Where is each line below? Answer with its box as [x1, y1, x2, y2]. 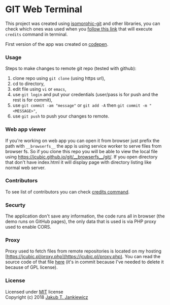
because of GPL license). [5, 264, 58, 270]
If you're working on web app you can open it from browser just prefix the [5, 137, 160, 144]
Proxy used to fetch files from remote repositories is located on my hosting [5, 248, 161, 254]
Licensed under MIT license [5, 289, 63, 295]
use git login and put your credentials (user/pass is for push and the [12, 92, 158, 98]
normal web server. [5, 164, 46, 171]
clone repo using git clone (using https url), [12, 75, 106, 81]
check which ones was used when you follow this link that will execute [5, 25, 153, 32]
